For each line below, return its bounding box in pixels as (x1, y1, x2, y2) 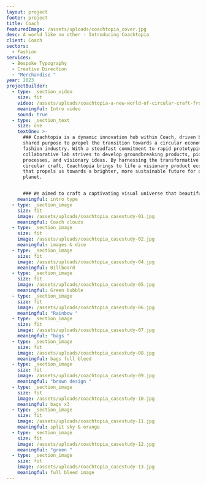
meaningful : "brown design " (17, 378, 92, 385)
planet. (22, 174, 43, 181)
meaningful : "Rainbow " (17, 310, 78, 316)
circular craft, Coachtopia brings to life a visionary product (22, 163, 191, 169)
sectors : (6, 43, 29, 50)
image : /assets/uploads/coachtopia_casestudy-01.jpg (17, 213, 155, 219)
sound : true (17, 111, 48, 118)
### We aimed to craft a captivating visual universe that (22, 190, 177, 197)
